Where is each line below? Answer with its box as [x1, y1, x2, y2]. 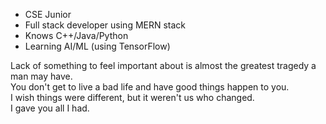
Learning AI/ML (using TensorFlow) [24, 40, 171, 52]
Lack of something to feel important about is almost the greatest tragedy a [10, 60, 317, 71]
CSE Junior [24, 9, 72, 20]
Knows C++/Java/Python [24, 30, 129, 41]
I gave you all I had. [10, 102, 90, 114]
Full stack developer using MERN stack [24, 19, 187, 31]
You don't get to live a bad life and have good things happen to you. [10, 81, 290, 93]
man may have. [10, 70, 73, 82]
